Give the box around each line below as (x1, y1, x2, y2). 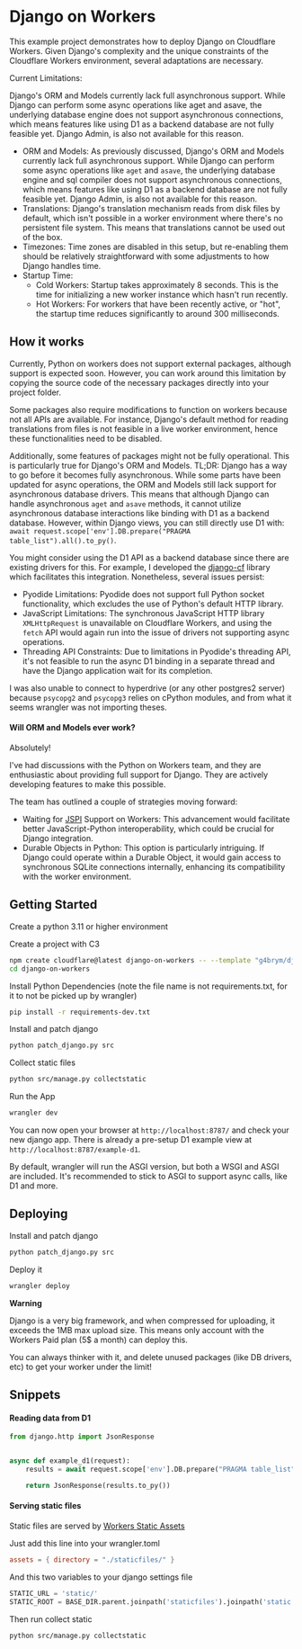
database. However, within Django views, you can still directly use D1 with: (9, 517, 285, 528)
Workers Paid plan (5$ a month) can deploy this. (9, 1334, 189, 1345)
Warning (9, 1297, 42, 1308)
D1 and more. (9, 1180, 58, 1191)
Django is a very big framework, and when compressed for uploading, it (9, 1315, 276, 1326)
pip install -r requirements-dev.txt (9, 1008, 151, 1017)
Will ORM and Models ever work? (9, 722, 137, 733)
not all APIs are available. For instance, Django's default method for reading (9, 414, 289, 425)
